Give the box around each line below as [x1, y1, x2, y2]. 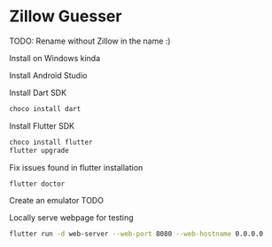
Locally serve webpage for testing [9, 212, 135, 223]
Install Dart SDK [9, 87, 67, 98]
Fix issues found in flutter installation [9, 162, 144, 172]
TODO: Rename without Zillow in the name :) [9, 36, 171, 46]
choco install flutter [9, 138, 93, 147]
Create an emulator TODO [9, 195, 105, 206]
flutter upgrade [9, 146, 69, 155]
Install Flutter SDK [9, 120, 75, 131]
